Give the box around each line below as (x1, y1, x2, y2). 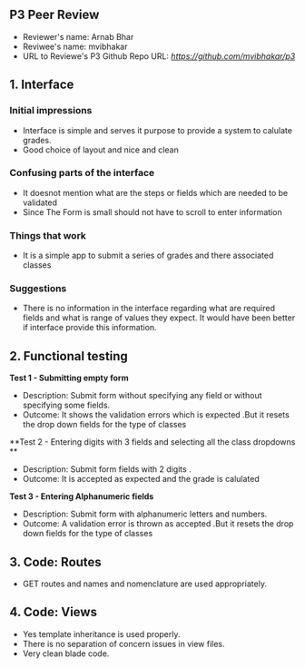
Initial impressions (9, 104, 93, 117)
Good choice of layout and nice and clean (22, 144, 179, 155)
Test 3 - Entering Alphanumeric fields (9, 491, 154, 502)
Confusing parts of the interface (9, 167, 155, 180)
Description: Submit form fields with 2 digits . (22, 464, 192, 475)
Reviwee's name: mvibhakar (22, 41, 128, 52)
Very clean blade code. (22, 648, 110, 659)
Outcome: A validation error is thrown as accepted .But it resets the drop (22, 518, 294, 529)
